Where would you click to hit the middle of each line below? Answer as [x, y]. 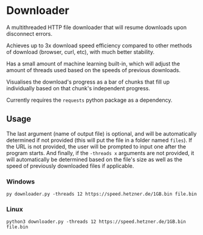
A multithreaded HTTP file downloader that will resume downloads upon [97, 27]
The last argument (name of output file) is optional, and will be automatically [101, 133]
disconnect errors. [29, 33]
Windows [21, 181]
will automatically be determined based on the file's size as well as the [94, 159]
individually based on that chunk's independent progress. [78, 88]
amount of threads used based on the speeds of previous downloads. [94, 70]
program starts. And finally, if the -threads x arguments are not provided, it [100, 153]
